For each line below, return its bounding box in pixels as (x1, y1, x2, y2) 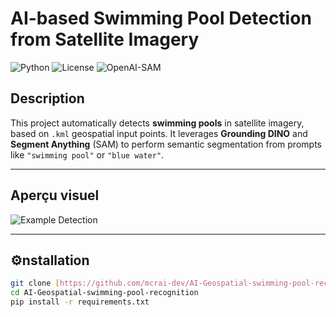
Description (10, 90, 85, 107)
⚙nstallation (10, 252, 90, 269)
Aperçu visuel (10, 187, 100, 204)
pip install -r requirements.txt (10, 297, 150, 307)
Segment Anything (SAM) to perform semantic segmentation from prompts (10, 138, 322, 150)
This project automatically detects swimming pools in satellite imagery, (10, 117, 305, 129)
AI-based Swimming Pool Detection (10, 7, 312, 30)
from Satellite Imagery (10, 28, 200, 51)
